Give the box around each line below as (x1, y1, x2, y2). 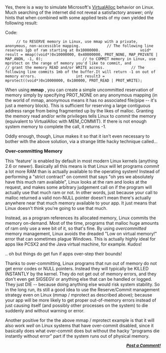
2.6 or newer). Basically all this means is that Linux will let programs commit (5, 163, 160, 169)
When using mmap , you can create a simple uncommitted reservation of (5, 87, 154, 93)
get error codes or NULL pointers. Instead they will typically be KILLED (5, 266, 149, 271)
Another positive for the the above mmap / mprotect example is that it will (5, 317, 155, 323)
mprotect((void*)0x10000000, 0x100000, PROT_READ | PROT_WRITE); (5, 78, 142, 83)
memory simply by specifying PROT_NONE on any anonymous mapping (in (5, 92, 158, 98)
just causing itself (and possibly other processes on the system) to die (5, 303, 148, 308)
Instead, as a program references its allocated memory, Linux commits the (5, 215, 157, 221)
